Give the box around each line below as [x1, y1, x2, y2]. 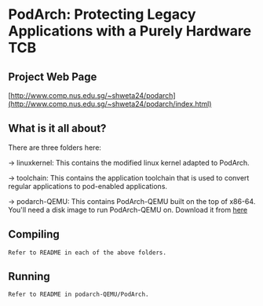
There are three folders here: [8, 143, 102, 152]
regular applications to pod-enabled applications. [8, 181, 167, 191]
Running [8, 270, 51, 283]
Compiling [8, 228, 60, 241]
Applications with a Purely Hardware [8, 22, 252, 40]
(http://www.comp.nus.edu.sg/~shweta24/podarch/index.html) [8, 100, 212, 108]
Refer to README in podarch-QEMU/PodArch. [8, 290, 149, 299]
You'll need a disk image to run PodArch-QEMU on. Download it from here [8, 205, 248, 214]
